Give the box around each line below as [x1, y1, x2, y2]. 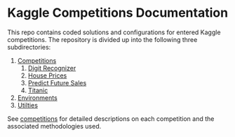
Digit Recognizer [27, 64, 76, 72]
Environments [17, 93, 58, 102]
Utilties [17, 101, 39, 109]
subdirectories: [7, 43, 51, 51]
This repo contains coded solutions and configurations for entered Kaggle [7, 28, 221, 36]
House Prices [27, 71, 67, 80]
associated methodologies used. [7, 122, 102, 130]
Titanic [27, 86, 48, 94]
